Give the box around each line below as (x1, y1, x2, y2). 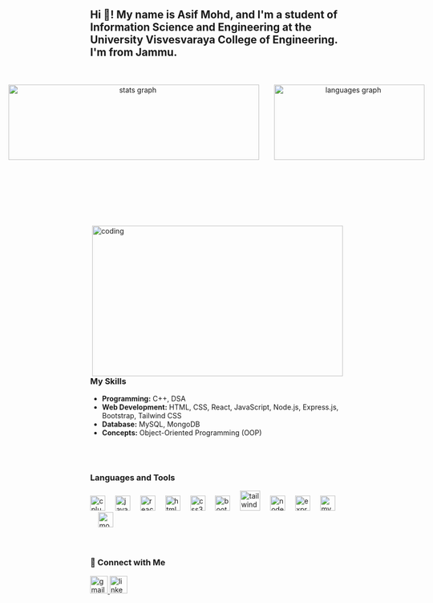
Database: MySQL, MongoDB (101, 419, 200, 430)
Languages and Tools (90, 472, 176, 483)
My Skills (90, 375, 127, 386)
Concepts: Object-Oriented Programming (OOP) (101, 428, 262, 438)
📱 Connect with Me (90, 557, 166, 568)
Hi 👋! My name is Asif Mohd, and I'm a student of (90, 8, 338, 22)
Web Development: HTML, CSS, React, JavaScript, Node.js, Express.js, (101, 402, 339, 412)
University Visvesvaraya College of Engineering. (90, 33, 338, 47)
